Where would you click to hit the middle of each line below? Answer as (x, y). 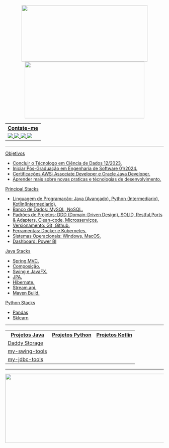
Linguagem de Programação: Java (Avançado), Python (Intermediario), (86, 199)
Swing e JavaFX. (30, 272)
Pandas (20, 312)
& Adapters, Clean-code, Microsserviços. (55, 220)
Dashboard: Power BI (34, 241)
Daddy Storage (26, 343)
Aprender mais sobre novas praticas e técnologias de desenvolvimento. (87, 179)
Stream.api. (24, 288)
